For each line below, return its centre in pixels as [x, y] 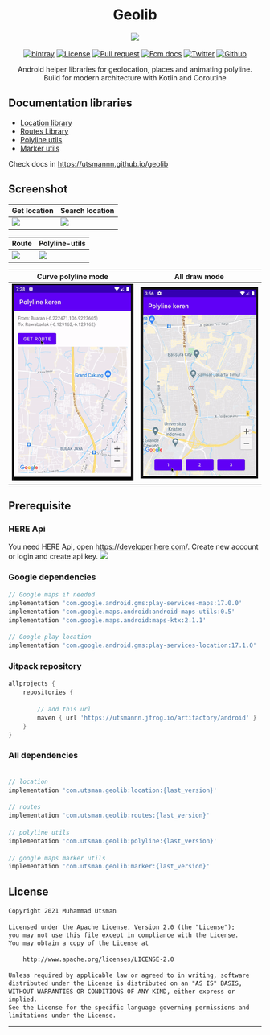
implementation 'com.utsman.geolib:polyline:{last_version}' [113, 841]
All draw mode [199, 276]
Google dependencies [52, 577]
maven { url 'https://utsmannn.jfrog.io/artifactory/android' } [147, 718]
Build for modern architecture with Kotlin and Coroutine [135, 77]
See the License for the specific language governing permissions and [129, 1008]
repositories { [48, 693]
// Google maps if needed [51, 594]
